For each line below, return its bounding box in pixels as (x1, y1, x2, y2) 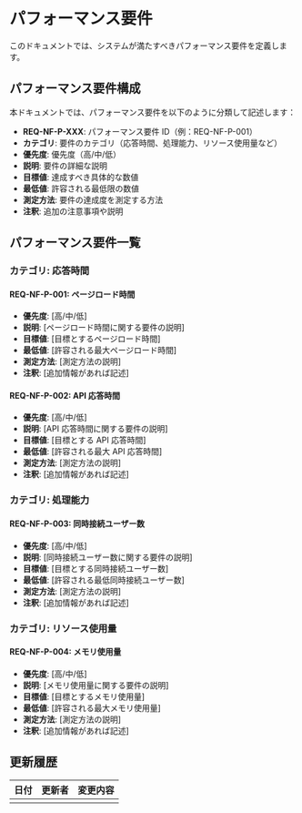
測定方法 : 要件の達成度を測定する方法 (22, 194, 164, 205)
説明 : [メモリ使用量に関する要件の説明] (22, 679, 169, 690)
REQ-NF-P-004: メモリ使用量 (9, 646, 122, 657)
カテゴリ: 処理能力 (9, 493, 90, 506)
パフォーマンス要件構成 (9, 81, 141, 97)
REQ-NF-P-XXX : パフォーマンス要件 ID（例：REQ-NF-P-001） (22, 126, 257, 137)
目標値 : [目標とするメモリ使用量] (22, 691, 146, 702)
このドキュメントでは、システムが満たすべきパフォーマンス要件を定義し (9, 40, 280, 51)
